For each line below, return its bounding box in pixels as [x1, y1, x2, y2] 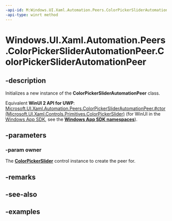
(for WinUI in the [126, 110, 161, 117]
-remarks [5, 172, 36, 182]
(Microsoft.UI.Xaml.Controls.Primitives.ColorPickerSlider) [5, 110, 125, 117]
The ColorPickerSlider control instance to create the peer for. [5, 158, 136, 164]
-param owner [5, 146, 42, 153]
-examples [5, 208, 40, 216]
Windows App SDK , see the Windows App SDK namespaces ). [5, 116, 138, 122]
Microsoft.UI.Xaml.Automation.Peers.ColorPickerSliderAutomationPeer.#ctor [5, 105, 166, 112]
